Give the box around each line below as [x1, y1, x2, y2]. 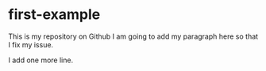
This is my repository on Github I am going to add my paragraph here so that [8, 32, 259, 41]
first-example [8, 6, 101, 24]
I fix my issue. [8, 39, 54, 49]
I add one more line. [8, 55, 74, 65]
